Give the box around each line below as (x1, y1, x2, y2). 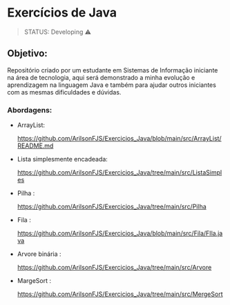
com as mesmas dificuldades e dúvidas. (7, 88, 122, 96)
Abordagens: (7, 105, 52, 115)
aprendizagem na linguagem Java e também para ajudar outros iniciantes (7, 81, 216, 89)
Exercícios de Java (7, 5, 117, 21)
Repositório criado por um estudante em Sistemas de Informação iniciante (7, 66, 218, 74)
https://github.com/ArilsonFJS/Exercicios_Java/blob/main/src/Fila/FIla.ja (17, 229, 223, 237)
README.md (17, 141, 54, 150)
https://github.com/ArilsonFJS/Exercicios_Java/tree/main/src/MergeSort (17, 290, 223, 298)
